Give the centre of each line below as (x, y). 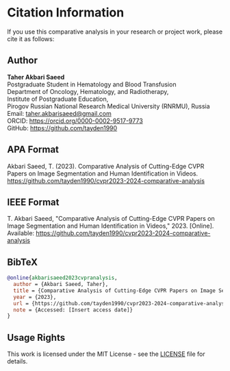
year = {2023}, (35, 297)
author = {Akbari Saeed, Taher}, (61, 285)
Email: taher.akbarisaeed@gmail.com (59, 113)
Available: (21, 233)
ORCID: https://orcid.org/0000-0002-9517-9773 (75, 121)
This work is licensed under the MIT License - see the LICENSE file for (106, 354)
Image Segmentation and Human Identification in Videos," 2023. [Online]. (111, 226)
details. (17, 361)
